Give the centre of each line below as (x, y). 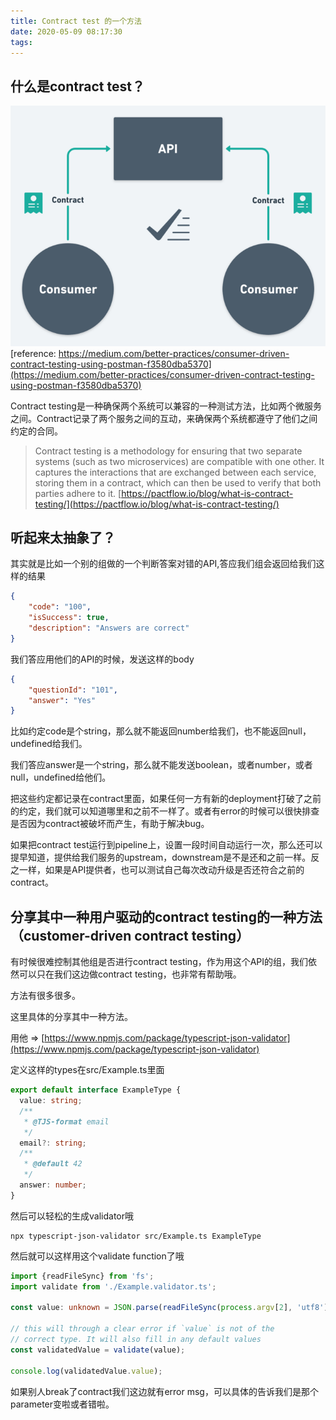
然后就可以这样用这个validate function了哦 (97, 1256)
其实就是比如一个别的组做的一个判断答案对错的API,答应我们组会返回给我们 (163, 564)
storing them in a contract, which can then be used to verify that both (178, 482)
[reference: (33, 353)
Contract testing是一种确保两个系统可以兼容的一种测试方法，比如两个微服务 (166, 406)
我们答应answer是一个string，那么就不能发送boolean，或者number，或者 (161, 765)
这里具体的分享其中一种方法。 (71, 1017)
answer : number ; (53, 1185)
